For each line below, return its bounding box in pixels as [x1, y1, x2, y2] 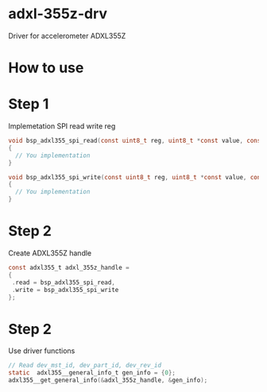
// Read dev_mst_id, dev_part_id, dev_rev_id [8, 362, 161, 370]
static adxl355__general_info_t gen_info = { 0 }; [8, 369, 176, 377]
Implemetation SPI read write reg [8, 121, 116, 131]
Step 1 [8, 95, 49, 113]
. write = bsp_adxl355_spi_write [11, 286, 119, 294]
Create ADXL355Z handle [8, 248, 92, 258]
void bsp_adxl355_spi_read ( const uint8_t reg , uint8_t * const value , [8, 136, 244, 145]
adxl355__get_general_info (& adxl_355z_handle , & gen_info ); [8, 376, 208, 385]
